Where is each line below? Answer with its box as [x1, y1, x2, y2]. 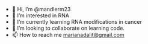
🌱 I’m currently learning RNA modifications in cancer [11, 18, 143, 25]
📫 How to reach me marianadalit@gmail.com [11, 32, 125, 38]
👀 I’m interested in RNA [11, 12, 70, 19]
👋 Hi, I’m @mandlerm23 [11, 6, 71, 12]
